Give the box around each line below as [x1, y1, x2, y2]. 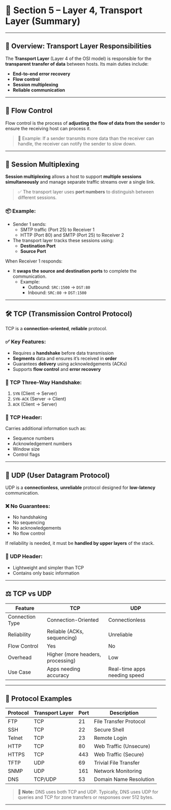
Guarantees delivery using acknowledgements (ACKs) [12, 361, 127, 367]
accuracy [46, 672, 70, 679]
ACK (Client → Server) [12, 401, 58, 408]
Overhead [8, 654, 32, 661]
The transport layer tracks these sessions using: [12, 237, 114, 243]
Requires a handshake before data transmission [12, 350, 114, 356]
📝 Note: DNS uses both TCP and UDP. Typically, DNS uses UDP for [17, 789, 159, 795]
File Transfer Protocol [94, 718, 146, 725]
